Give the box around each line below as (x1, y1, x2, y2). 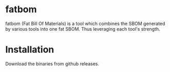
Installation (5, 44, 54, 56)
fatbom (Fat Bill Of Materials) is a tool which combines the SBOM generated (5, 20, 165, 27)
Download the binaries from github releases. (5, 60, 99, 67)
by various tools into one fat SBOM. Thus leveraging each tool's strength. (5, 26, 160, 32)
